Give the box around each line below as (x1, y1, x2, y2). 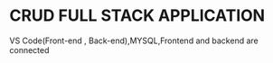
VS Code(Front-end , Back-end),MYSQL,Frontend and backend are (9, 35, 259, 46)
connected (9, 44, 50, 55)
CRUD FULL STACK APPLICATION (9, 5, 265, 26)
